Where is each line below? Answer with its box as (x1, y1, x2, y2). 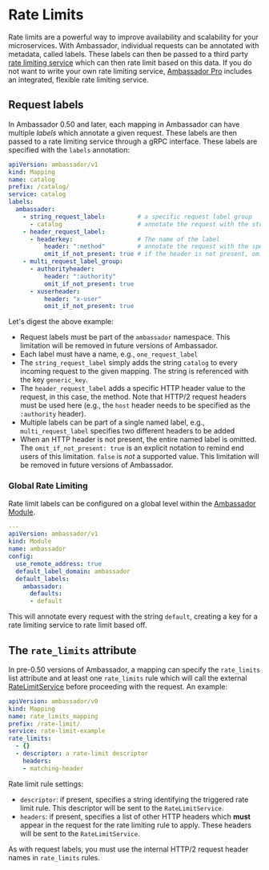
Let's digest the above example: (8, 317, 114, 327)
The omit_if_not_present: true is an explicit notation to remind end (19, 443, 244, 453)
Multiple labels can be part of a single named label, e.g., (19, 417, 206, 427)
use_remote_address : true (15, 559, 102, 567)
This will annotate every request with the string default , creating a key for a (8, 612, 258, 621)
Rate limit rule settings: (8, 779, 84, 788)
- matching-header (22, 764, 84, 772)
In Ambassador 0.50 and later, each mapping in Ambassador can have (8, 119, 240, 129)
